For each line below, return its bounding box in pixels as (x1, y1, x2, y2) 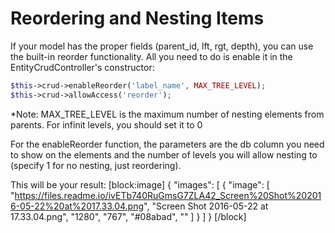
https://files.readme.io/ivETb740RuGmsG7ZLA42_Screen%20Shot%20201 (14, 189, 322, 201)
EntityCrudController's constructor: (10, 61, 155, 73)
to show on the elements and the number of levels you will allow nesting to (10, 148, 318, 161)
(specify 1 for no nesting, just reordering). (10, 159, 182, 171)
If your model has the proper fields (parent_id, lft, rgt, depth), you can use (10, 40, 314, 52)
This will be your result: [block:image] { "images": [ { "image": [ (10, 178, 270, 191)
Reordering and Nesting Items (10, 7, 265, 30)
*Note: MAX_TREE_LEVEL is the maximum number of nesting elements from (10, 108, 325, 120)
